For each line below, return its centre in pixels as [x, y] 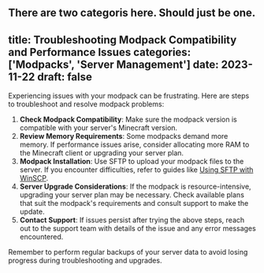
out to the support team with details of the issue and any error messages [138, 229]
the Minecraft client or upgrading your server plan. [101, 153]
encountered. [41, 237]
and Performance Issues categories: [100, 52]
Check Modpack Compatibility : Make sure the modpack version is [128, 120]
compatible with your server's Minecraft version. [99, 128]
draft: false [64, 77]
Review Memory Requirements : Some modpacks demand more [124, 136]
